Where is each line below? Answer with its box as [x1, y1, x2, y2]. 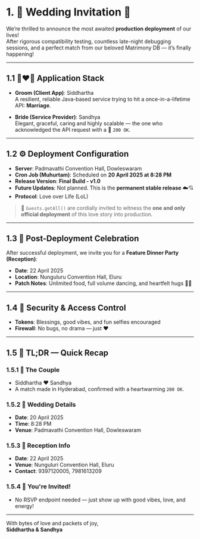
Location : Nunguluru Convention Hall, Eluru [14, 274, 122, 281]
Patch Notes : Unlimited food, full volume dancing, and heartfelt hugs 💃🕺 [14, 280, 192, 287]
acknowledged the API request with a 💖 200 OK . [14, 126, 131, 133]
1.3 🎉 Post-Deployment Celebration [6, 233, 139, 243]
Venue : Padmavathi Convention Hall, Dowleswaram [14, 426, 142, 434]
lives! [6, 31, 19, 38]
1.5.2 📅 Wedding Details [6, 400, 76, 408]
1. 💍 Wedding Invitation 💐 [6, 5, 131, 19]
